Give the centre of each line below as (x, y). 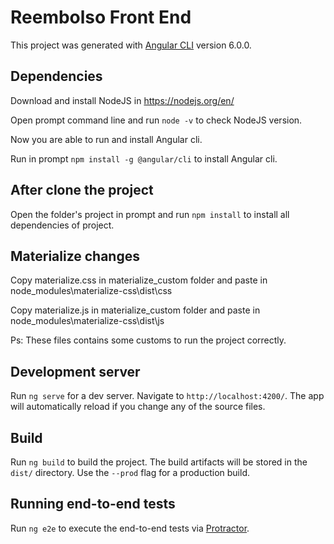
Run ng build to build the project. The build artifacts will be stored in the (159, 462)
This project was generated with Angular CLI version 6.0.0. (131, 45)
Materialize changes (75, 256)
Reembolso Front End (101, 17)
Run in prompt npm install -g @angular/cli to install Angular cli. (144, 158)
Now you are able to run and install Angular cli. (106, 139)
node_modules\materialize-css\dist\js (87, 321)
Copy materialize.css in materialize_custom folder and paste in (139, 280)
